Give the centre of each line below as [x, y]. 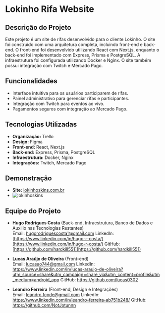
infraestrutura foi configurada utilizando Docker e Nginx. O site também [78, 60]
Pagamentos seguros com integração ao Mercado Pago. [70, 109]
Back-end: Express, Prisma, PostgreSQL [54, 152]
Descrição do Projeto [38, 27]
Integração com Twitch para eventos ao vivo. [58, 104]
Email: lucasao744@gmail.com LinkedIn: [54, 264]
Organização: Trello [33, 136]
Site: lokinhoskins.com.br [38, 190]
